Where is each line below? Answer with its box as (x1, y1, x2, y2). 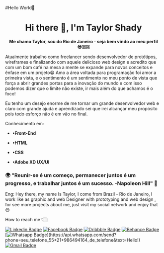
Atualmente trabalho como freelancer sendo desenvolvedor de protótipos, (5, 54, 157, 60)
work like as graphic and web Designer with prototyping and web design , (5, 196, 156, 202)
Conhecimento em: (5, 120, 44, 126)
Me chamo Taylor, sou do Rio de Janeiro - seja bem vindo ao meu (9, 38, 146, 44)
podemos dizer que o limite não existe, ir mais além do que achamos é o (5, 85, 153, 91)
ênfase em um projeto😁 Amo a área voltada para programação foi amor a (5, 70, 157, 76)
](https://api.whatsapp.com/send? (47, 232, 117, 238)
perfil (146, 38, 158, 44)
